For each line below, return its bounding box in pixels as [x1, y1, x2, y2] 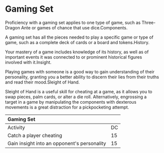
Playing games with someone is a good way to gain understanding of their [5, 68, 155, 74]
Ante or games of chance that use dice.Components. [21, 24, 128, 30]
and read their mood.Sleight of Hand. [5, 79, 80, 85]
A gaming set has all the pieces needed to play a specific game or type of [5, 34, 154, 40]
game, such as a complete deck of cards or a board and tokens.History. [5, 39, 150, 45]
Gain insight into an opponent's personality [7, 140, 106, 147]
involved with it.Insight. [5, 59, 52, 65]
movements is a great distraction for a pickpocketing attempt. [5, 104, 129, 110]
